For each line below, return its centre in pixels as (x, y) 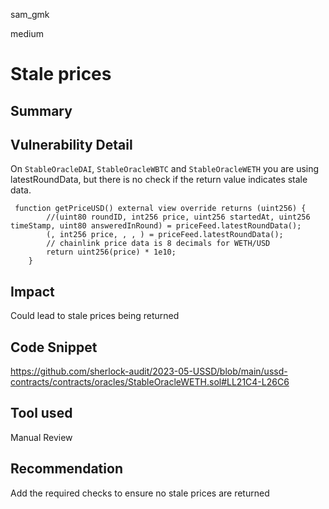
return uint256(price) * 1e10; (111, 252)
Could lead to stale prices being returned (95, 316)
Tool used (41, 413)
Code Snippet (54, 347)
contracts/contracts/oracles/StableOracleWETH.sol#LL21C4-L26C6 (150, 382)
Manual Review (41, 437)
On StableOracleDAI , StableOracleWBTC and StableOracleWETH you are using (165, 169)
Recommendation (66, 469)
